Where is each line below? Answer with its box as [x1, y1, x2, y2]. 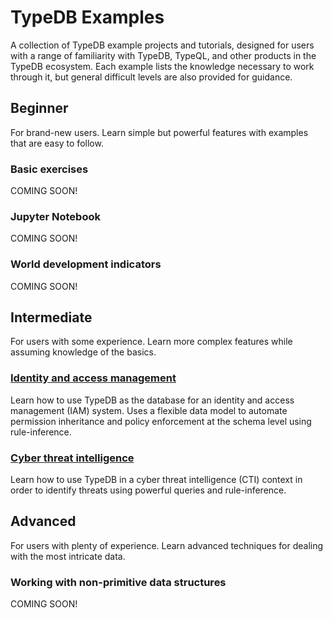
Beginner [10, 100, 69, 117]
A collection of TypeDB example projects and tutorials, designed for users [10, 39, 315, 51]
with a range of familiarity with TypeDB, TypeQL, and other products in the [10, 49, 317, 61]
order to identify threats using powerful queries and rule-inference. [10, 484, 287, 496]
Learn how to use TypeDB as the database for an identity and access [10, 394, 295, 406]
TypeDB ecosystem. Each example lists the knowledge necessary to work [10, 60, 315, 72]
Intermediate [10, 309, 93, 326]
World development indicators [10, 257, 162, 271]
